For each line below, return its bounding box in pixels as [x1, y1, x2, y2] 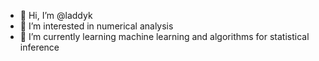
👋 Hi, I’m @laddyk [19, 10, 93, 21]
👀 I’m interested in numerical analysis [19, 20, 174, 32]
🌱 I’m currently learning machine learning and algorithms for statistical [19, 31, 310, 42]
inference [19, 41, 60, 53]
